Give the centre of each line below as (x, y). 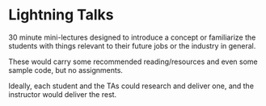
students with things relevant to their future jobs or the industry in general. (132, 45)
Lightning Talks (61, 15)
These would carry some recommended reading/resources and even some (133, 61)
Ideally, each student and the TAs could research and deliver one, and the (131, 86)
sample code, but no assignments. (66, 70)
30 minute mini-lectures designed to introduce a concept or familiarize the (132, 37)
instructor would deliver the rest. (63, 94)
